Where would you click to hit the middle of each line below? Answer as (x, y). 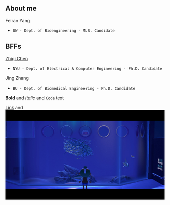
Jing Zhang (17, 78)
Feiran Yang (18, 20)
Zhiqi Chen (17, 58)
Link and (14, 107)
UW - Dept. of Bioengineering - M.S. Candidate (63, 31)
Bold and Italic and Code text (35, 98)
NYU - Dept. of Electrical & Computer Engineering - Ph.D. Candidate (88, 69)
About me (21, 8)
